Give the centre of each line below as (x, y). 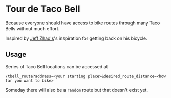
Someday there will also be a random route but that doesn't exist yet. (77, 90)
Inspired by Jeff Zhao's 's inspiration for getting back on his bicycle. (76, 38)
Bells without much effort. (33, 28)
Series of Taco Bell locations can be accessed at (57, 66)
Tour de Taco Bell (43, 9)
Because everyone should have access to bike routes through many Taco (83, 23)
